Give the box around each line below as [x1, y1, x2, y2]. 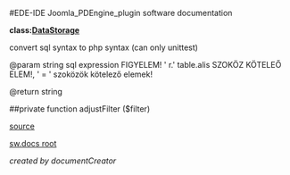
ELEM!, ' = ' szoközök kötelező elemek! [9, 69, 153, 79]
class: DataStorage [9, 25, 80, 35]
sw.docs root [9, 138, 57, 148]
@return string [9, 87, 62, 96]
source [9, 121, 36, 131]
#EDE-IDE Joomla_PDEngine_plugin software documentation [9, 8, 233, 18]
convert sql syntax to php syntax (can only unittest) [9, 42, 199, 53]
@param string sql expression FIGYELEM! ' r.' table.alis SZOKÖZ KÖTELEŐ [9, 60, 282, 70]
